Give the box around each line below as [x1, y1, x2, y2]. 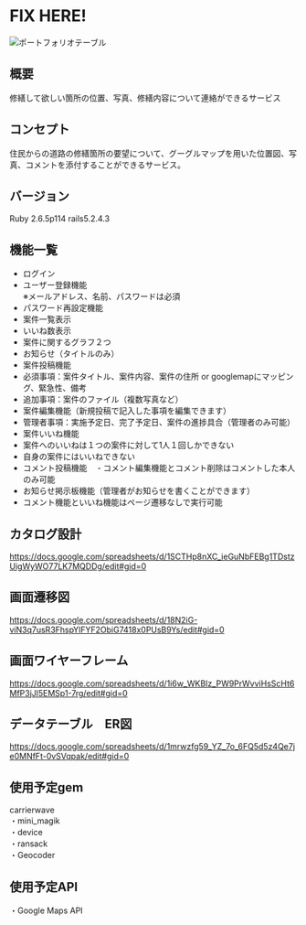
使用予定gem [9, 780, 84, 795]
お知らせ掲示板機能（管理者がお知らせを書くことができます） [22, 486, 256, 497]
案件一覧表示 [22, 314, 71, 325]
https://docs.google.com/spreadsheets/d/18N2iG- [9, 614, 198, 625]
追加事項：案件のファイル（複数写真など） [22, 394, 184, 405]
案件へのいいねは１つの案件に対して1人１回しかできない [22, 440, 235, 451]
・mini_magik [9, 815, 60, 826]
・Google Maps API [9, 905, 84, 916]
